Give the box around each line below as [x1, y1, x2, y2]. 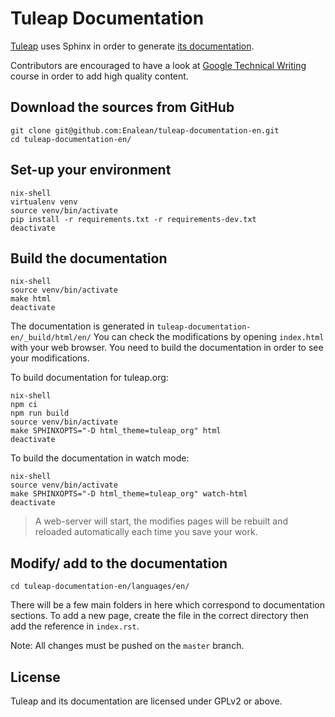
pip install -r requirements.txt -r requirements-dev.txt [10, 214, 257, 224]
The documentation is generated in [10, 320, 155, 332]
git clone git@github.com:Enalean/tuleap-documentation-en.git [10, 125, 280, 136]
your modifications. [10, 352, 90, 364]
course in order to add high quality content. [10, 70, 189, 82]
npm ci [10, 400, 38, 410]
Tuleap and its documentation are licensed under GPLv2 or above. [10, 695, 283, 707]
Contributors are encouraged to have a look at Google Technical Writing [10, 59, 307, 71]
